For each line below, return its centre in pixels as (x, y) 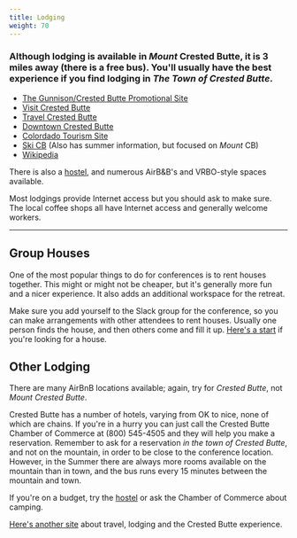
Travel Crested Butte (59, 117)
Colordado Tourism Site (65, 136)
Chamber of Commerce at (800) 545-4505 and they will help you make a (142, 433)
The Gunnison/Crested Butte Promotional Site (105, 97)
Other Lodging (50, 367)
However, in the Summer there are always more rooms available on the (138, 462)
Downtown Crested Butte (68, 126)
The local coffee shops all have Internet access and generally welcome (138, 207)
